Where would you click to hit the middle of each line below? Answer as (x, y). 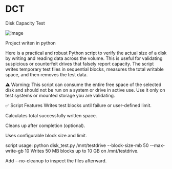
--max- (157, 145)
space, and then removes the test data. (47, 74)
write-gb (15, 151)
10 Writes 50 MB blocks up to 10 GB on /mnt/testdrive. (82, 151)
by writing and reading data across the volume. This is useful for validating (84, 58)
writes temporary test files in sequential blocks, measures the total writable (84, 69)
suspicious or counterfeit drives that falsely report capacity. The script (80, 64)
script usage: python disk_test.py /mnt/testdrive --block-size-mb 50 (77, 145)
